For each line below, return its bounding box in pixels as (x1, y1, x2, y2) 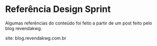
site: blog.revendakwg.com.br (5, 35, 66, 41)
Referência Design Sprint (5, 3, 111, 15)
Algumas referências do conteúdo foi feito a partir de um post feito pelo (5, 20, 153, 26)
